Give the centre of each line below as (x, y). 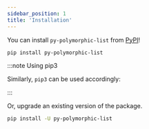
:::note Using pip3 (32, 66)
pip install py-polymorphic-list (55, 53)
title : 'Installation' (40, 20)
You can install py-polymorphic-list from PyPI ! (73, 40)
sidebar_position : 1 (37, 14)
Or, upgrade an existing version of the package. (75, 106)
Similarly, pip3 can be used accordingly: (64, 79)
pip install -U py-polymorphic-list (60, 119)
